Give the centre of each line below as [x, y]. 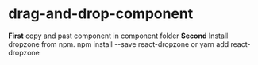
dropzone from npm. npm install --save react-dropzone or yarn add [119, 44]
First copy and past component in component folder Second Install [118, 36]
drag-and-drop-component [101, 14]
